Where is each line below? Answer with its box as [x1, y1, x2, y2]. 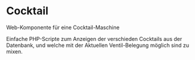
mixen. [6, 48, 23, 55]
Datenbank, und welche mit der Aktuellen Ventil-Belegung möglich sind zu [6, 42, 190, 49]
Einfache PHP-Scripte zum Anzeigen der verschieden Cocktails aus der [6, 35, 182, 42]
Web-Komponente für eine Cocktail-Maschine [6, 24, 120, 31]
